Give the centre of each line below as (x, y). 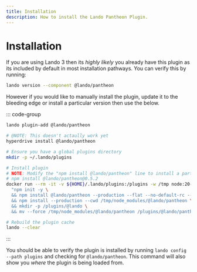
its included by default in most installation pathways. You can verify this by (96, 69)
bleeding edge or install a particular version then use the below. (83, 103)
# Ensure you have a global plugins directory (64, 152)
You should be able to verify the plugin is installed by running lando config (96, 250)
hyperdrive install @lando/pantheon (51, 142)
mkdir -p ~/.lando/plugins (39, 157)
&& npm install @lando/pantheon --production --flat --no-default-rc (98, 195)
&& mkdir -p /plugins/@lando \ (50, 206)
